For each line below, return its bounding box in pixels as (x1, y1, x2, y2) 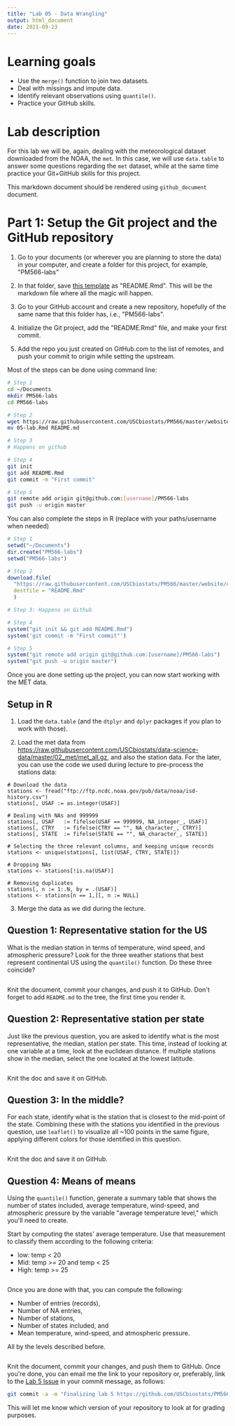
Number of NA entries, (17, 1307, 83, 1315)
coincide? (7, 966, 36, 974)
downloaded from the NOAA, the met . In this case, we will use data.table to (7, 154, 225, 163)
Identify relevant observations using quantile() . (17, 92, 156, 100)
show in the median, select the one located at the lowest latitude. (7, 1054, 194, 1062)
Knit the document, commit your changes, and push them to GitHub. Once (7, 1362, 221, 1371)
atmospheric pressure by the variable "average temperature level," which (7, 1208, 218, 1218)
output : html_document (7, 17, 73, 24)
